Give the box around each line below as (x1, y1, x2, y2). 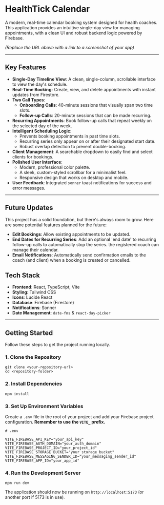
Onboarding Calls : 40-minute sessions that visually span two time (19, 102, 153, 108)
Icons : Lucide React (12, 294, 53, 300)
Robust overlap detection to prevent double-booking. (19, 143, 126, 149)
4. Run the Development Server (5, 469, 81, 476)
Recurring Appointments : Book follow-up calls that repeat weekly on (12, 117, 152, 123)
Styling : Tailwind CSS (12, 289, 56, 295)
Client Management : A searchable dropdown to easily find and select (12, 149, 153, 155)
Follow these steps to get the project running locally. (5, 342, 111, 348)
